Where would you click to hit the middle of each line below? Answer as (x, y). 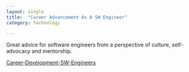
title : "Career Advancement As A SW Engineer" (67, 17)
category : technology (33, 23)
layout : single (25, 12)
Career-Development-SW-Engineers (51, 62)
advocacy (19, 51)
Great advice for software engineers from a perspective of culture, (88, 45)
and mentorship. (52, 51)
